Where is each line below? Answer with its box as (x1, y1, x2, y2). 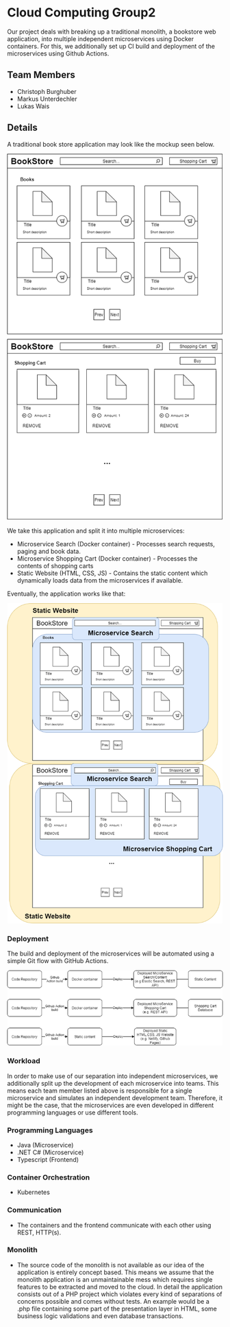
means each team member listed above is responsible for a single (7, 1086, 193, 1095)
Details (7, 122, 38, 134)
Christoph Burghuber (16, 87, 77, 95)
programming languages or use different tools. (7, 1108, 138, 1117)
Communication (7, 1205, 62, 1215)
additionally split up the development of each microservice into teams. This (7, 1079, 219, 1087)
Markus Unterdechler (16, 95, 77, 103)
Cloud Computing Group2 (7, 5, 156, 21)
